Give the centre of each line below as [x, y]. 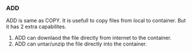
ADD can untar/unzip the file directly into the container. [81, 44]
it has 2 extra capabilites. [36, 26]
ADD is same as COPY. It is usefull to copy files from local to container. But [96, 21]
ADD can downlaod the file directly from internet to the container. [93, 38]
